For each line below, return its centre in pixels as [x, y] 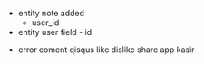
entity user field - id [55, 32]
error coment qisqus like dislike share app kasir [106, 50]
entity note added [51, 13]
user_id [45, 23]
